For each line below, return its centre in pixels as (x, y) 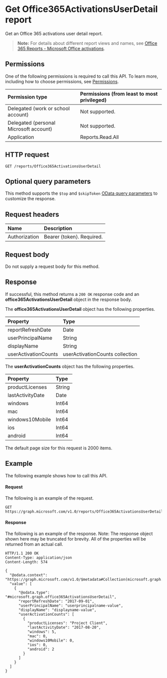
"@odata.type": (34, 593)
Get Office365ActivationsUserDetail (82, 9)
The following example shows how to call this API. (56, 475)
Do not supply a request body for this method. (52, 267)
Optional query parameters (48, 181)
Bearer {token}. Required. (73, 237)
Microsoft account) (30, 129)
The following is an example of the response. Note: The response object (79, 534)
